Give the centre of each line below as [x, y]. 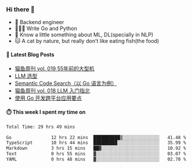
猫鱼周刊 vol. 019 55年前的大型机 [54, 68]
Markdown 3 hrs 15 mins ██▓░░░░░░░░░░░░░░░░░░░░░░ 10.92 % [96, 149]
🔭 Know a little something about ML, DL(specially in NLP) [84, 35]
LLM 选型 [26, 75]
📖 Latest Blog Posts [30, 54]
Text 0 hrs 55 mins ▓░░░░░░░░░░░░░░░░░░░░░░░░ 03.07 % [96, 154]
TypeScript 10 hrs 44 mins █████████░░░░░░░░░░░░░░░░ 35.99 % [96, 143]
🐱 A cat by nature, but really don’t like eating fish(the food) [87, 41]
